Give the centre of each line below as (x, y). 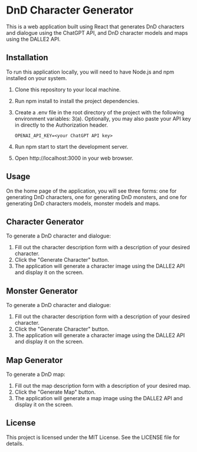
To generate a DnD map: (36, 374)
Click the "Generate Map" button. (55, 392)
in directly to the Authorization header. (61, 125)
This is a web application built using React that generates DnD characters (95, 27)
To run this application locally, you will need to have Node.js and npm (90, 72)
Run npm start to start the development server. (71, 146)
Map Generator (35, 360)
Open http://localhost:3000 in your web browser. (74, 158)
